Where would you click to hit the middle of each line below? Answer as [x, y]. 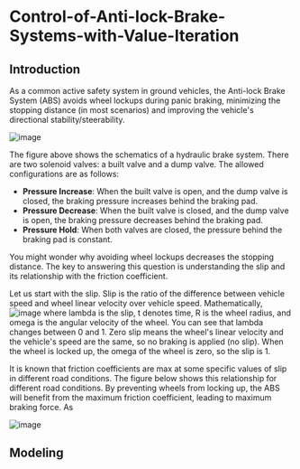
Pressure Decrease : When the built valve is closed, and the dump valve [156, 211]
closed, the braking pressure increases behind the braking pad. [140, 201]
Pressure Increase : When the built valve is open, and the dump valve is [155, 191]
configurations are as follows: [64, 174]
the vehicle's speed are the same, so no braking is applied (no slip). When [146, 342]
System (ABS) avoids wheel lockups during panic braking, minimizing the [145, 100]
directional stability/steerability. [67, 120]
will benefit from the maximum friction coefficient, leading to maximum [141, 398]
